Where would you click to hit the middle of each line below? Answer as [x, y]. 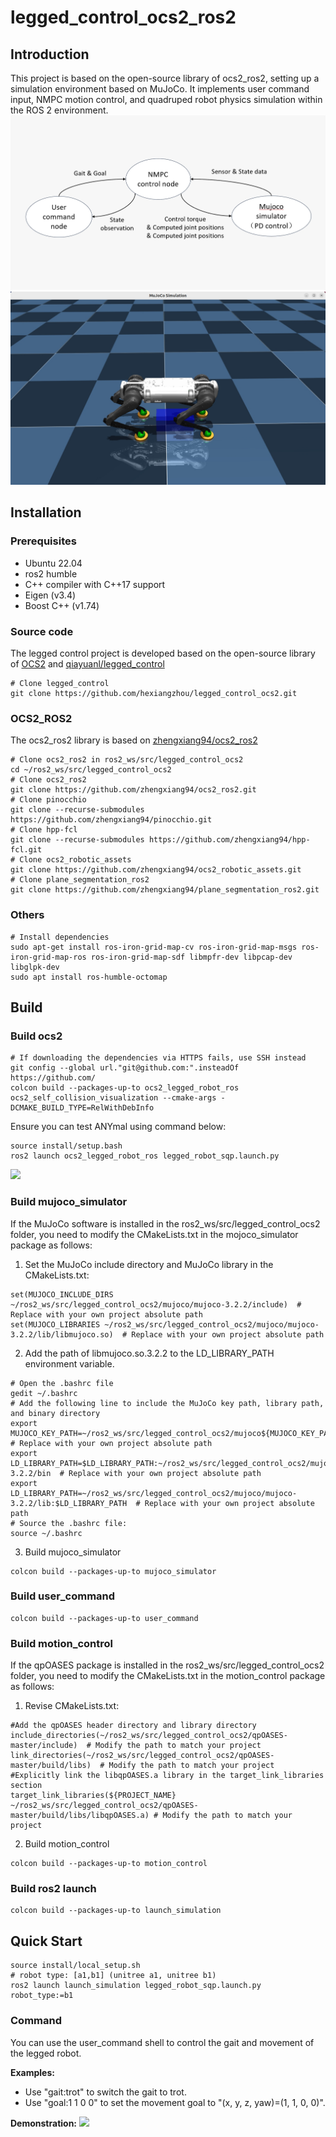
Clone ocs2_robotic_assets [75, 860]
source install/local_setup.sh [75, 1966]
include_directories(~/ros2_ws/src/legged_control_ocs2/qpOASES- [149, 1736]
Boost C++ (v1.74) [62, 605]
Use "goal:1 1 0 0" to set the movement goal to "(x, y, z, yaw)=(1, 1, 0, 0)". [175, 2102]
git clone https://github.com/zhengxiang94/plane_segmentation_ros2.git [165, 890]
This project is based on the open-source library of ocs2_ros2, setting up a [165, 78]
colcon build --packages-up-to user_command [104, 1618]
